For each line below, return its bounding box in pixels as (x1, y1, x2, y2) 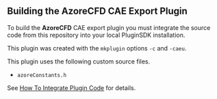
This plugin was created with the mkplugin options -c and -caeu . (7, 44, 187, 52)
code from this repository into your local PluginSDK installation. (7, 31, 186, 39)
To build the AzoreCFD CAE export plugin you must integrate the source (7, 23, 211, 31)
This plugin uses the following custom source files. (7, 57, 151, 66)
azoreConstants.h (16, 72, 67, 79)
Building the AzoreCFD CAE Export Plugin (7, 5, 188, 17)
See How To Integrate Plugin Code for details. (7, 83, 136, 91)
